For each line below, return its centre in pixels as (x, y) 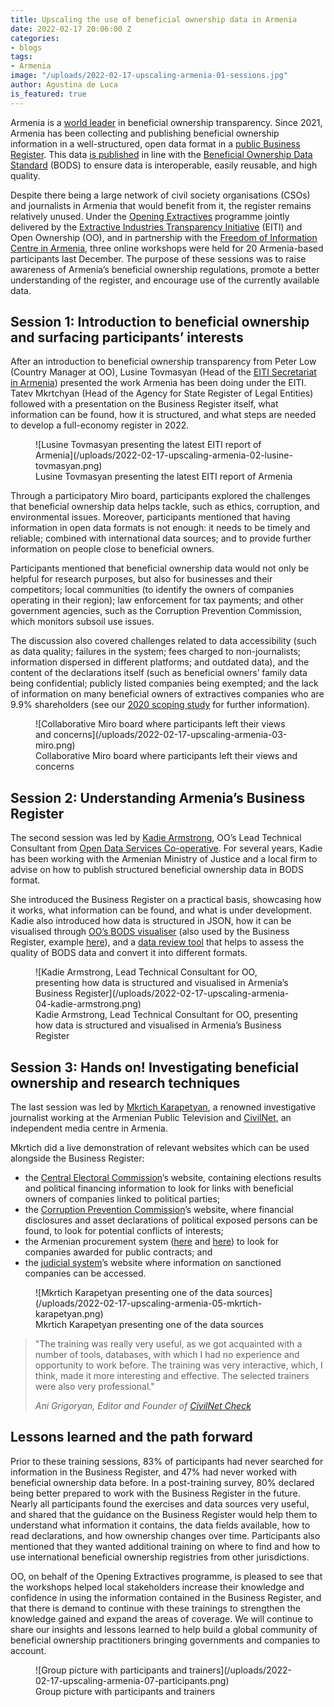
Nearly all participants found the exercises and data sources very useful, (160, 1503)
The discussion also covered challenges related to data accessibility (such (163, 641)
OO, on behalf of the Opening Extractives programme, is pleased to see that (166, 1576)
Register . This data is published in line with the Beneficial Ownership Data (161, 154)
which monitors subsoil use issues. (82, 622)
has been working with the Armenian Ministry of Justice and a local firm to (164, 859)
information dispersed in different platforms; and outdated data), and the (160, 662)
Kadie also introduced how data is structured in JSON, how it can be (151, 921)
